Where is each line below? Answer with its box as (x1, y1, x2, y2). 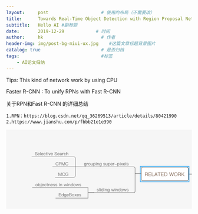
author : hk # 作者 (6, 34, 115, 41)
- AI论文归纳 (16, 59, 45, 65)
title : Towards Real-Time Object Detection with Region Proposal (6, 15, 183, 22)
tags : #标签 (6, 53, 113, 59)
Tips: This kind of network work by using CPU (6, 76, 118, 83)
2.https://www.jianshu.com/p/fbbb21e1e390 (6, 119, 112, 125)
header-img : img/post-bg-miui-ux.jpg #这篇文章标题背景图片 (6, 41, 156, 47)
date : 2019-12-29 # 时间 (6, 28, 110, 34)
